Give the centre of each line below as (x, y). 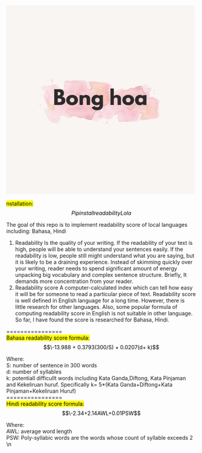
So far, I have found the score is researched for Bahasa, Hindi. (92, 320)
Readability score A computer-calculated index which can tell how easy (104, 288)
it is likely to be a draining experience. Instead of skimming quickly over (104, 262)
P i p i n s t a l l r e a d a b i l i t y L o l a (101, 213)
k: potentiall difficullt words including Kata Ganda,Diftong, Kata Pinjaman (96, 378)
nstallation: (20, 204)
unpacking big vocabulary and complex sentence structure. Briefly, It (101, 275)
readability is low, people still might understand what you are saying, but (105, 255)
